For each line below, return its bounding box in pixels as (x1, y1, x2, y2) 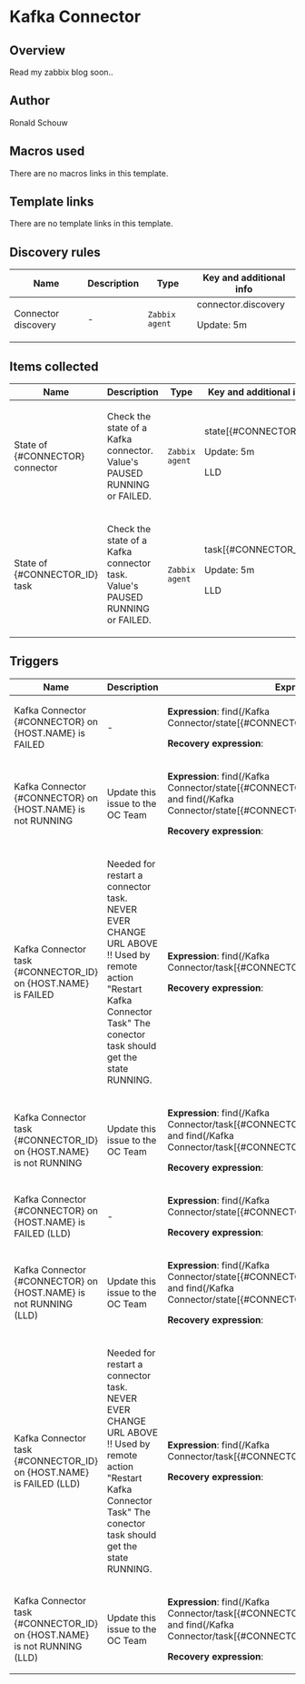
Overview (9, 43, 66, 58)
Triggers (9, 653, 59, 670)
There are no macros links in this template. (9, 167, 169, 178)
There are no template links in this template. (9, 218, 174, 229)
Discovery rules (9, 244, 102, 260)
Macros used (9, 144, 85, 159)
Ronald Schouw (9, 116, 68, 128)
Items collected (9, 358, 99, 374)
